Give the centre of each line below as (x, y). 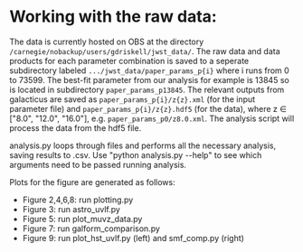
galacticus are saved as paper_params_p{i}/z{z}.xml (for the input (133, 99)
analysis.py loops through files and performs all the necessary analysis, (143, 145)
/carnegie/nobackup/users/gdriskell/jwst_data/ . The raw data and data (145, 51)
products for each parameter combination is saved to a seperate (129, 61)
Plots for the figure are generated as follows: (92, 182)
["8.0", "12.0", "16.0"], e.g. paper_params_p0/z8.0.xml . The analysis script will (152, 118)
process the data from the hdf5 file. (76, 127)
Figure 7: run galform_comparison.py (91, 229)
